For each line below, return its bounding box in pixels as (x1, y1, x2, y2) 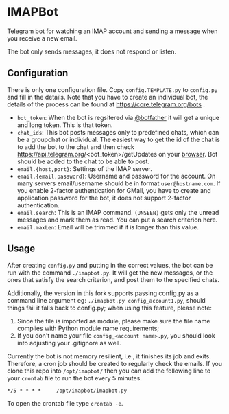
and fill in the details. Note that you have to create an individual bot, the (7, 93, 208, 101)
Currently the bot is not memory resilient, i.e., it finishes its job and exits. (7, 352, 211, 360)
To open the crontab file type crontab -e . (7, 399, 123, 407)
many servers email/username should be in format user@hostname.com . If (16, 179, 221, 187)
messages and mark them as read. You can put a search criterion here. (16, 216, 218, 224)
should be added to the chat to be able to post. (16, 157, 149, 165)
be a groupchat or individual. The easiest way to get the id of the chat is (16, 135, 221, 143)
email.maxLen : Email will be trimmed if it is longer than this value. (16, 222, 199, 231)
